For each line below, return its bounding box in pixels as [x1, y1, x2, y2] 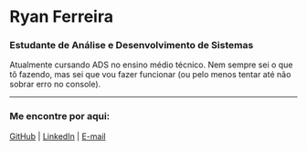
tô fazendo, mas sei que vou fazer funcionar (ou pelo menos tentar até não [9, 69, 291, 80]
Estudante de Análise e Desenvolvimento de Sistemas [9, 39, 254, 52]
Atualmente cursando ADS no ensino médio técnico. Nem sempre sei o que [9, 59, 293, 70]
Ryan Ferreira [9, 6, 114, 27]
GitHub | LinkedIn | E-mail [9, 130, 107, 142]
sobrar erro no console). [9, 79, 101, 90]
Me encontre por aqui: [9, 110, 111, 123]
